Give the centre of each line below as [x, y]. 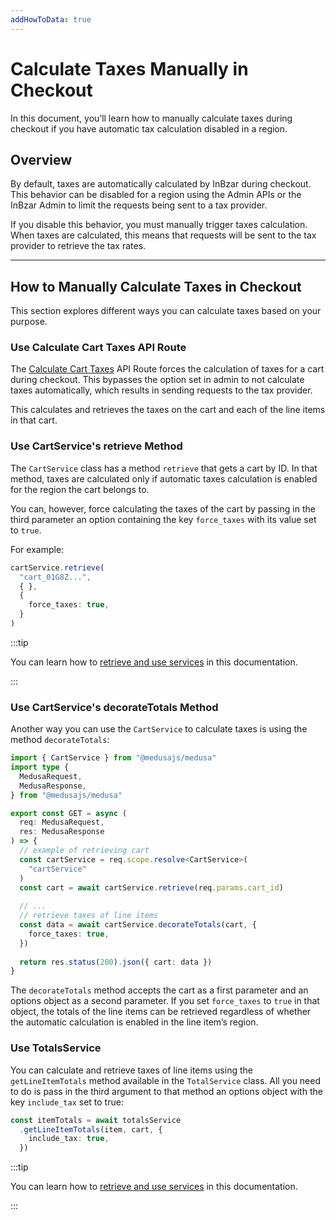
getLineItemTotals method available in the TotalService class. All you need [166, 1080]
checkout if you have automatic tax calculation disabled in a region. [149, 128]
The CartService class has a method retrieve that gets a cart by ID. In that [164, 468]
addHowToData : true [51, 19]
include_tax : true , [69, 1139]
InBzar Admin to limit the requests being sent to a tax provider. [139, 205]
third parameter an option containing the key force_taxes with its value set [163, 519]
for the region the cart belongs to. [80, 489]
